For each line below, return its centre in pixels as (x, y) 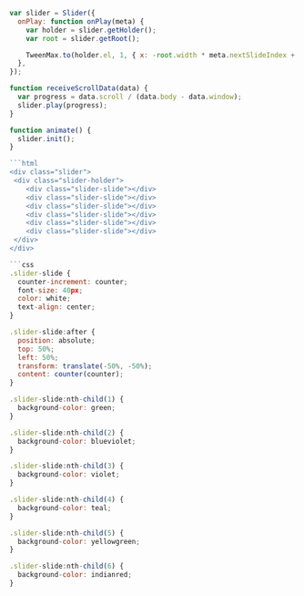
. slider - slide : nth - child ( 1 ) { (67, 400)
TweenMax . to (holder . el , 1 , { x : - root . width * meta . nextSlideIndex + (161, 55)
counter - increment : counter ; (73, 282)
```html (24, 164)
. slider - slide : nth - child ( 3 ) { (67, 466)
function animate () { (51, 130)
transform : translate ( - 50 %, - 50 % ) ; (85, 366)
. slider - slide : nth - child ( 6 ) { (67, 566)
